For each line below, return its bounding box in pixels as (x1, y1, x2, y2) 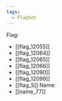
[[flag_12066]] (15, 62, 50, 70)
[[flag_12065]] (15, 56, 50, 63)
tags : (6, 8, 20, 15)
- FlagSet (12, 15, 36, 21)
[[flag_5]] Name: (15, 81, 57, 88)
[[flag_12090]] (15, 68, 50, 76)
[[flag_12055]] (15, 43, 50, 50)
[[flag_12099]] (15, 75, 50, 82)
